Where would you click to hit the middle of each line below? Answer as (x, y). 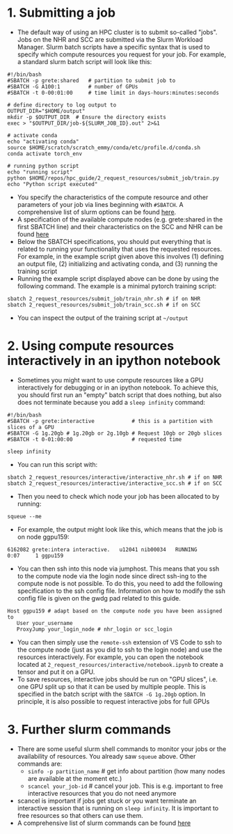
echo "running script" (40, 172)
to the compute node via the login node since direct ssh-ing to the (112, 576)
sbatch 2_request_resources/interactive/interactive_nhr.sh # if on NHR (115, 477)
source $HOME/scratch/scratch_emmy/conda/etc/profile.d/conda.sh (104, 148)
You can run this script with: (57, 464)
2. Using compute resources (91, 346)
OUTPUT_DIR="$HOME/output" (46, 111)
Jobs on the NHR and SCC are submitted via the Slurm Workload (110, 39)
